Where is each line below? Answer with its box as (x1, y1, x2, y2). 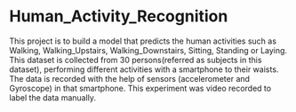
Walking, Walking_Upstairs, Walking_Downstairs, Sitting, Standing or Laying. (9, 44, 287, 55)
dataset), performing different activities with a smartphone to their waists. (9, 64, 279, 75)
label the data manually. (9, 92, 96, 103)
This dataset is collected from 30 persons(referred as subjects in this (9, 54, 262, 65)
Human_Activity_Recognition (9, 6, 228, 27)
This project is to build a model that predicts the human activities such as (9, 36, 277, 46)
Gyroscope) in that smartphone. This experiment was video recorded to (9, 83, 272, 93)
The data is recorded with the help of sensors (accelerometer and (9, 73, 251, 84)
